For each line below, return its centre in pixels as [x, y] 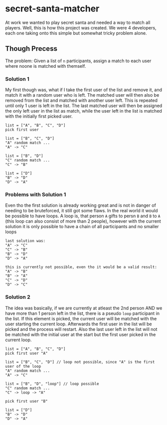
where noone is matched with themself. [46, 66]
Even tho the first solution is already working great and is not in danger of [81, 205]
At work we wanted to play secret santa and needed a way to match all [78, 22]
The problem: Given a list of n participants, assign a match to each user [78, 61]
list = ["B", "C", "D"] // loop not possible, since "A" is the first [80, 362]
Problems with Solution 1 [36, 194]
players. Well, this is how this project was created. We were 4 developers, [81, 27]
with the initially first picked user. [39, 116]
